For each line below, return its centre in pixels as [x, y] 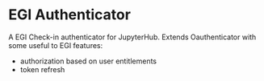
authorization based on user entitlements [88, 61]
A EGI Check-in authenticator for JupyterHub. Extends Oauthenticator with [132, 37]
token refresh [42, 69]
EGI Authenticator [70, 15]
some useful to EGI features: [56, 45]
